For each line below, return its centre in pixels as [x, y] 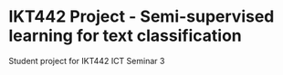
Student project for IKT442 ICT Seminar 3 [87, 61]
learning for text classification [126, 36]
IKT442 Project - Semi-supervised [141, 17]
